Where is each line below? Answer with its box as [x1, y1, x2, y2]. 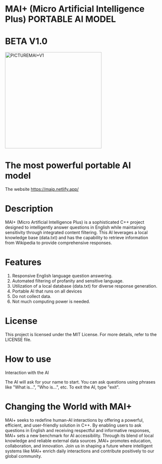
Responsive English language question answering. [12, 273, 113, 278]
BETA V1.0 [5, 36, 48, 47]
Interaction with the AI [5, 370, 49, 375]
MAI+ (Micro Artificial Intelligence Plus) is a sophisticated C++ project [5, 219, 145, 225]
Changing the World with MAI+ [5, 401, 132, 412]
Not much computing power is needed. [12, 298, 91, 304]
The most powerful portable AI [5, 160, 131, 171]
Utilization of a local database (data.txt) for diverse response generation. [12, 283, 158, 289]
